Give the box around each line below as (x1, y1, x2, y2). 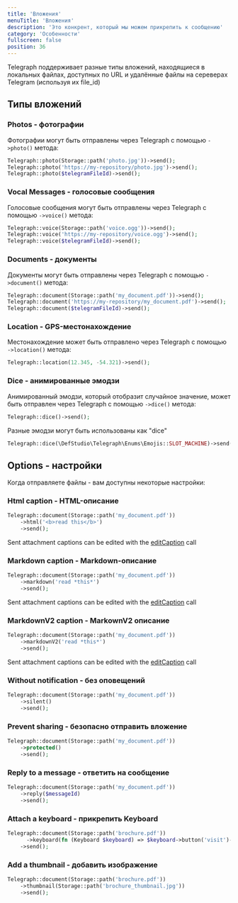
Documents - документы (7, 255, 97, 265)
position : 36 (7, 43, 46, 50)
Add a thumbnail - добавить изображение (7, 860, 158, 870)
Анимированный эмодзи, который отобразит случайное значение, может (7, 392, 231, 401)
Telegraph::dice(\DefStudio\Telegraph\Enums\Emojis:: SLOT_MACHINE (7, 440, 208, 447)
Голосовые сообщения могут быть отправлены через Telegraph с (7, 203, 207, 211)
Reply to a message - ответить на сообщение (7, 768, 170, 777)
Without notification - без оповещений (7, 675, 145, 685)
